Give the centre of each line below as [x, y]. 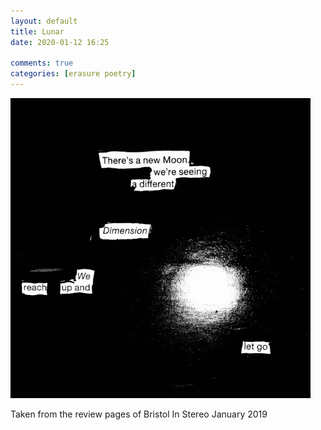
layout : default [44, 21]
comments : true [42, 63]
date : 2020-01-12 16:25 [60, 42]
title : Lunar [37, 31]
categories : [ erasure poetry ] [73, 74]
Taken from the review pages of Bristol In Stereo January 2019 [139, 414]
